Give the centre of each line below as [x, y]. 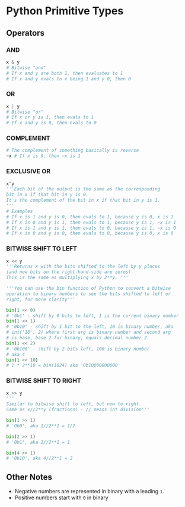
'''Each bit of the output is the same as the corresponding [83, 189]
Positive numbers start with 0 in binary [61, 497]
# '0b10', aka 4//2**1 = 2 [39, 459]
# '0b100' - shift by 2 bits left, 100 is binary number [78, 349]
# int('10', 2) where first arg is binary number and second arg [88, 332]
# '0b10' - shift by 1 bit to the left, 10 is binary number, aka [90, 327]
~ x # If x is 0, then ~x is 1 [44, 156]
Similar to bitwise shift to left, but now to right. [74, 404]
